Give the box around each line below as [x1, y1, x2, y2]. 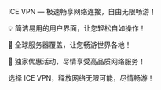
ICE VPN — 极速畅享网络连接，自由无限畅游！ [8, 7, 157, 16]
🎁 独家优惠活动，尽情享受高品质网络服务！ [8, 57, 146, 66]
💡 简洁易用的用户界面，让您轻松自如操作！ [8, 23, 146, 33]
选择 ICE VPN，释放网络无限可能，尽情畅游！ [8, 74, 155, 82]
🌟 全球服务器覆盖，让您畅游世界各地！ [8, 40, 132, 49]
